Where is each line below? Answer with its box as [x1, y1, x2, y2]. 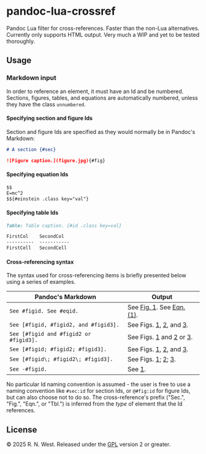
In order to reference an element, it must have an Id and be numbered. [6, 87, 184, 95]
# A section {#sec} [6, 146, 56, 152]
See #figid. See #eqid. [9, 308, 79, 314]
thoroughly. [6, 37, 36, 45]
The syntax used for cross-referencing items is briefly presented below [6, 272, 186, 279]
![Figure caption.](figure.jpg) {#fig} [6, 157, 105, 163]
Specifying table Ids [6, 209, 59, 216]
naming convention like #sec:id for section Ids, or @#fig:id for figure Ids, [6, 387, 191, 395]
